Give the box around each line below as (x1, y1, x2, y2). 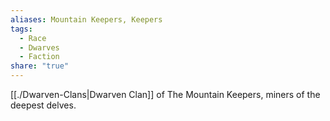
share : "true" (10, 61, 70, 71)
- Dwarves (19, 42, 60, 53)
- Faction (19, 52, 60, 62)
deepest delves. (10, 99, 77, 111)
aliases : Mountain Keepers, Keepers (10, 14, 163, 25)
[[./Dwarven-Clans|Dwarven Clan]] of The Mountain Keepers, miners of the (10, 89, 321, 100)
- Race (19, 33, 47, 43)
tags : (10, 24, 33, 34)
